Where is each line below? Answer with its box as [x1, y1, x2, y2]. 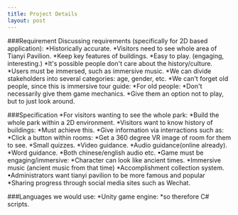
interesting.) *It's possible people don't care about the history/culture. [7, 59, 213, 67]
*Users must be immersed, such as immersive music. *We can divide [7, 67, 212, 75]
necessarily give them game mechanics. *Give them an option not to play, [7, 89, 224, 98]
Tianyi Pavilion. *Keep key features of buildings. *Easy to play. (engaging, [7, 51, 225, 60]
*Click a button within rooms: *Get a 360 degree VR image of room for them [7, 133, 232, 142]
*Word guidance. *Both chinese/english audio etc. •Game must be [7, 148, 204, 157]
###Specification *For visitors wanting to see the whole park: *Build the [7, 111, 220, 119]
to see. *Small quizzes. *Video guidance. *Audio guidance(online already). [7, 140, 227, 149]
